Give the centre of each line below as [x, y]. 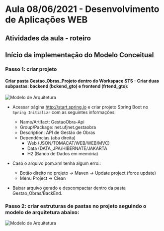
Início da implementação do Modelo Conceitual [80, 55]
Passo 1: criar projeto [31, 69]
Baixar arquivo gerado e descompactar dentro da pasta [69, 188]
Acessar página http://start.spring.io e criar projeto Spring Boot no [80, 107]
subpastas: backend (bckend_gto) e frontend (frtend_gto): [67, 86]
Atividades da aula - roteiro [48, 38]
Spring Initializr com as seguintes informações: [64, 113]
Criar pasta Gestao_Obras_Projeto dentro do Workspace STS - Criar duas [82, 81]
